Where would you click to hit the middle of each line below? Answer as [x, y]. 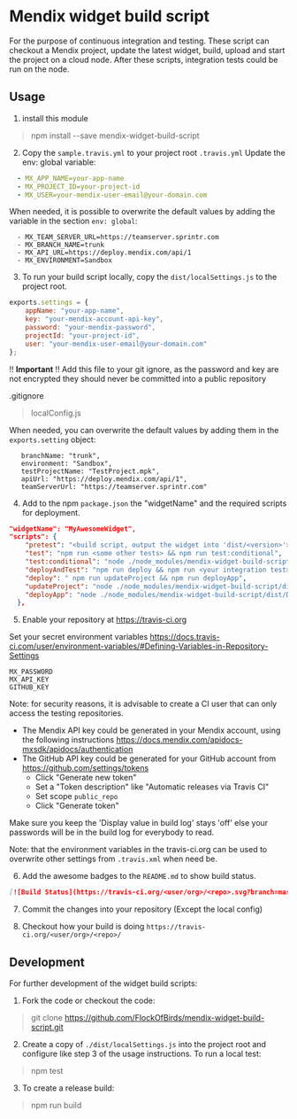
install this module [55, 118]
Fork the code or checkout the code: [88, 1000]
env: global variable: [59, 162]
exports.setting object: [53, 439]
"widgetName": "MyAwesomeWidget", [73, 529]
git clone [47, 1017]
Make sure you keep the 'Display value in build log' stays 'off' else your [139, 823]
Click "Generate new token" [86, 778]
